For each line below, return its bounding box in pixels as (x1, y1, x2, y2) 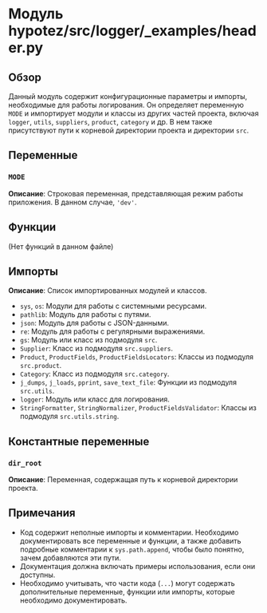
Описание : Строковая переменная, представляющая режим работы (8, 188, 244, 198)
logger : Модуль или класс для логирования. (19, 394, 170, 404)
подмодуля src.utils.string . (19, 412, 120, 421)
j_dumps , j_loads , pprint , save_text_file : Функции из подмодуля (19, 378, 238, 387)
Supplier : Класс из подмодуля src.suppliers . (19, 344, 174, 354)
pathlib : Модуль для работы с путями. (19, 310, 151, 319)
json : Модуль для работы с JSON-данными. (19, 318, 170, 328)
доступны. (19, 570, 56, 579)
